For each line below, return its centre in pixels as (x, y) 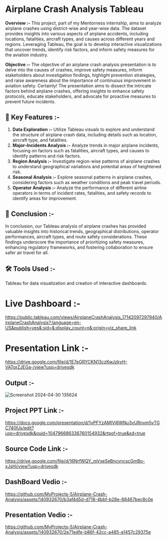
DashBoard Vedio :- (36, 482)
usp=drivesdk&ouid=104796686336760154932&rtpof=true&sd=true (75, 433)
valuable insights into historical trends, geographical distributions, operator (82, 231)
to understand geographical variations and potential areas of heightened (87, 166)
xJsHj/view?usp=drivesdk (32, 466)
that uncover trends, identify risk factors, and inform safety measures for (80, 49)
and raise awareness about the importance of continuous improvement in (81, 80)
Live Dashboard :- (43, 303)
